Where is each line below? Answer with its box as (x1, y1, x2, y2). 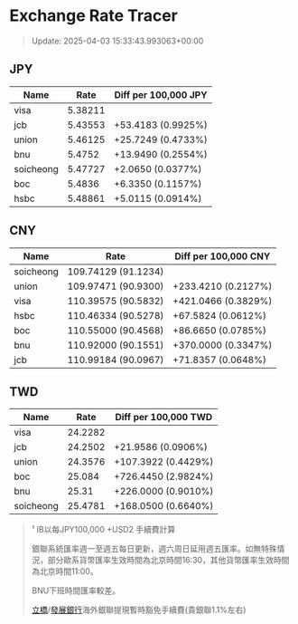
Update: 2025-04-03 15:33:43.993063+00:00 (31, 35, 204, 46)
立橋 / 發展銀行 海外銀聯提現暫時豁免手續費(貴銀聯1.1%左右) (31, 604, 247, 616)
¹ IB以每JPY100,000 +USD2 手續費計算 (31, 524, 176, 535)
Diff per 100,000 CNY (174, 250, 271, 263)
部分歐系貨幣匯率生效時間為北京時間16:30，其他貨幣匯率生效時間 (47, 554, 290, 566)
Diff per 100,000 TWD (115, 411, 213, 424)
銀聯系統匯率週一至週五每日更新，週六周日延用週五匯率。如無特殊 (31, 543, 277, 554)
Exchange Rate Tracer (9, 5, 179, 26)
